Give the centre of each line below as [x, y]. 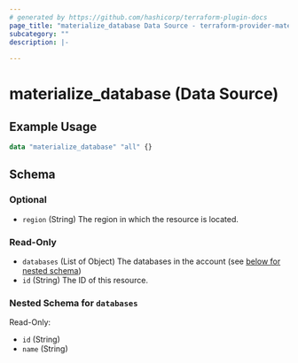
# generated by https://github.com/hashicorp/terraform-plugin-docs [138, 17]
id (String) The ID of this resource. [85, 280]
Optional [28, 200]
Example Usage [53, 126]
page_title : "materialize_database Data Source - [103, 26]
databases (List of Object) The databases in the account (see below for [151, 261]
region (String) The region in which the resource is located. [130, 219]
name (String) [45, 349]
